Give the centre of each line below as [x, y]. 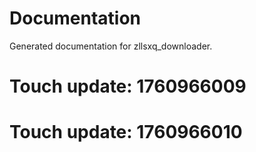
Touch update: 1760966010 [126, 132]
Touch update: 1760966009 [128, 86]
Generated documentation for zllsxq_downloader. [111, 46]
